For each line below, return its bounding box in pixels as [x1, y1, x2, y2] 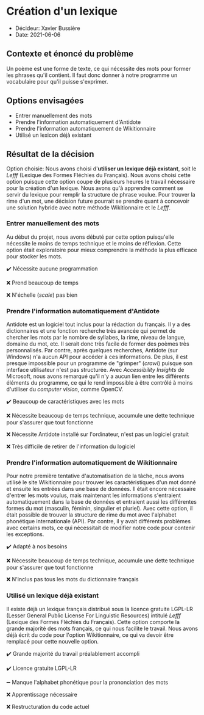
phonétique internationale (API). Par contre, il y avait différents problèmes [6, 518, 191, 525]
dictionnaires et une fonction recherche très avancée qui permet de [6, 327, 176, 334]
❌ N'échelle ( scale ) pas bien [6, 291, 78, 299]
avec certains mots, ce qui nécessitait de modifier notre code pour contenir [6, 524, 195, 532]
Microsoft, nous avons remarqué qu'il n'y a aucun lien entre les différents [6, 372, 190, 380]
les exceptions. [6, 531, 44, 538]
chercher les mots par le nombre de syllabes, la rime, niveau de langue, [6, 333, 186, 341]
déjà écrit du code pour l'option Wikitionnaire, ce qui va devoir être [6, 631, 174, 639]
